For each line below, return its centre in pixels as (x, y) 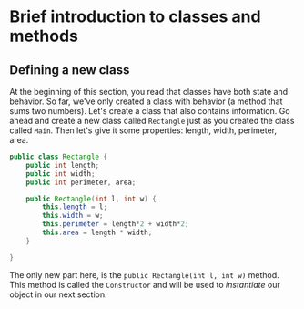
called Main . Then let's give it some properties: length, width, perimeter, (143, 130)
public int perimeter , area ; (81, 182)
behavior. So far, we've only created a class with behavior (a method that (146, 101)
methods (44, 36)
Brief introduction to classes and (135, 17)
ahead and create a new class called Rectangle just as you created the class (152, 121)
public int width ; (61, 174)
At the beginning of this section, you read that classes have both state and (149, 92)
